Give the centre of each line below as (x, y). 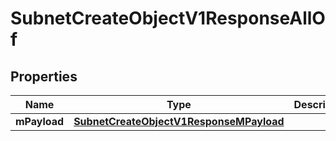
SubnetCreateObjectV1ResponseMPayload (179, 121)
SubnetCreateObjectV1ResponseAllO (168, 18)
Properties (44, 76)
